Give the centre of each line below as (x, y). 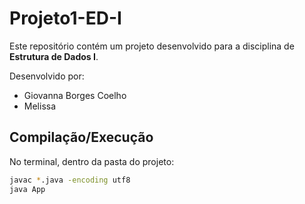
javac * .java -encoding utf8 (70, 180)
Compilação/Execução (81, 137)
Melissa (40, 106)
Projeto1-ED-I (65, 18)
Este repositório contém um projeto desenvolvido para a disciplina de (152, 46)
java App (27, 189)
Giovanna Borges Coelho (75, 95)
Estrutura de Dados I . (54, 56)
